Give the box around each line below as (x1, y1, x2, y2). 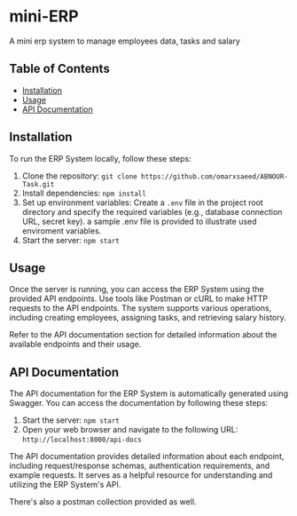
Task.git (21, 179, 55, 188)
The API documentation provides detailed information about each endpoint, (9, 451, 285, 462)
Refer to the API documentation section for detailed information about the (9, 329, 277, 340)
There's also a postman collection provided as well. (9, 496, 197, 507)
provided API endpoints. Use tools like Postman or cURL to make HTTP (9, 293, 269, 304)
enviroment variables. (21, 225, 102, 236)
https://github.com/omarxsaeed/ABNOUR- (140, 171, 288, 181)
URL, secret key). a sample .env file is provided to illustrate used (21, 216, 257, 226)
